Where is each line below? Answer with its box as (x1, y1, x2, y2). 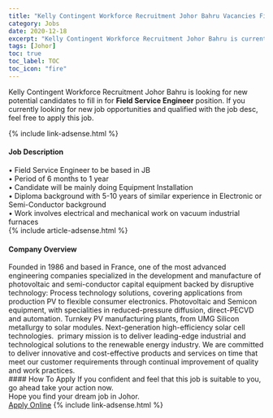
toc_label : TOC (8, 58, 60, 66)
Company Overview (8, 244, 77, 254)
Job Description (8, 147, 64, 157)
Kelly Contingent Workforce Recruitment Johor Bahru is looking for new (8, 87, 248, 97)
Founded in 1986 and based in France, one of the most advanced (8, 262, 227, 272)
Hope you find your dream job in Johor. (8, 391, 140, 402)
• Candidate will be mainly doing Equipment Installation (8, 182, 193, 192)
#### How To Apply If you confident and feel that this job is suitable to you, (8, 374, 262, 384)
